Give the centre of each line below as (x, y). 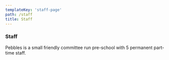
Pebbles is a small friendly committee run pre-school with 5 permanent (79, 47)
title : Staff (19, 19)
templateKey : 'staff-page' (34, 10)
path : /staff (19, 14)
